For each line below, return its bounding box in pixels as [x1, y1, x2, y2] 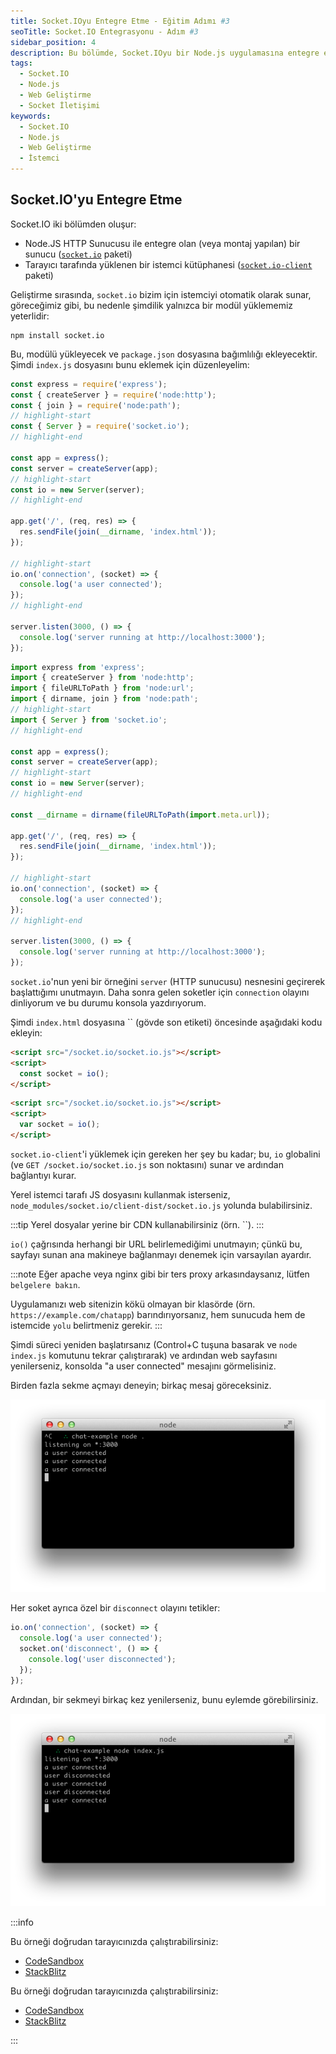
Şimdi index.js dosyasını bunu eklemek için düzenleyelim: [10, 358, 250, 370]
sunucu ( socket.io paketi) [24, 248, 133, 260]
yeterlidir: [10, 310, 50, 322]
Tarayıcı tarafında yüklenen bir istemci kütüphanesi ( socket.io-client [24, 258, 313, 270]
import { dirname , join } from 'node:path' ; [10, 694, 199, 704]
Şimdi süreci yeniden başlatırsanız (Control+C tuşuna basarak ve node [10, 1338, 298, 1350]
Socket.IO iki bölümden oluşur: [10, 218, 137, 230]
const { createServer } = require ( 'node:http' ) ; [10, 390, 217, 400]
